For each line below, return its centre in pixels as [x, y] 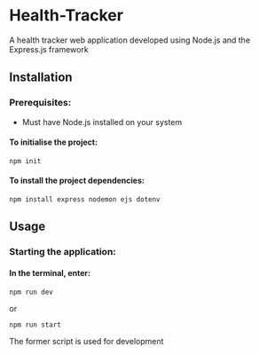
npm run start [35, 325]
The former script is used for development [86, 341]
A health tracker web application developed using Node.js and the [130, 40]
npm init [25, 161]
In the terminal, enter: [50, 272]
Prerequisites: [40, 103]
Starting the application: [63, 252]
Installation [41, 78]
